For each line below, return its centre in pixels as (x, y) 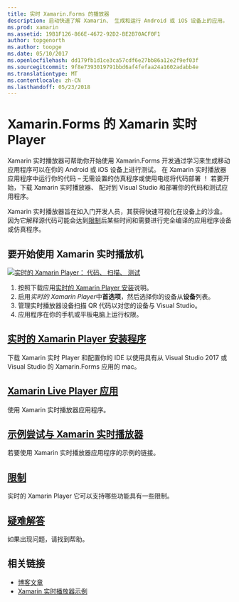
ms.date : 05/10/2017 (38, 54)
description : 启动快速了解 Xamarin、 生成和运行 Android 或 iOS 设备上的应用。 (118, 21)
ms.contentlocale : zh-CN (44, 80)
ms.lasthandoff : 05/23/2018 (49, 87)
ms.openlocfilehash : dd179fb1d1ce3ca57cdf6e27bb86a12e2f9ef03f (103, 61)
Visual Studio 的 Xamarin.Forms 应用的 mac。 (74, 366)
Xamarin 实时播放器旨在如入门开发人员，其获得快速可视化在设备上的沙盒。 (117, 212)
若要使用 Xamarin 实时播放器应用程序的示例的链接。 (84, 453)
